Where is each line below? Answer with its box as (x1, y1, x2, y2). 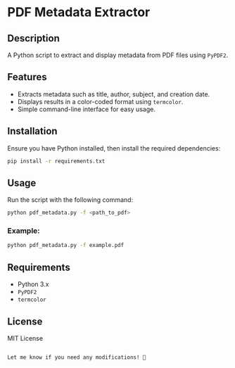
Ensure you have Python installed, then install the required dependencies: (7, 144, 221, 152)
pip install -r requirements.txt (7, 158, 106, 165)
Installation (7, 125, 58, 137)
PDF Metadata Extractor (7, 4, 151, 20)
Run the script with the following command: (7, 196, 134, 204)
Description (7, 32, 60, 44)
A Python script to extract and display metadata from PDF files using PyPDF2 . (7, 51, 229, 59)
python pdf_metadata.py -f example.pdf (7, 242, 125, 249)
